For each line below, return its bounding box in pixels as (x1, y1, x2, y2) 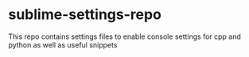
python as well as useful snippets (8, 40, 118, 49)
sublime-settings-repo (8, 6, 161, 24)
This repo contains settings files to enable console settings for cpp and (8, 32, 241, 41)
